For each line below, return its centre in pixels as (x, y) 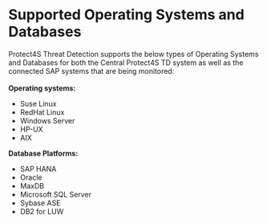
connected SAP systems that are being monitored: (91, 71)
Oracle (31, 177)
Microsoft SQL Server (56, 194)
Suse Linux (38, 103)
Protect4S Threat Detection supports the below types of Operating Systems (133, 54)
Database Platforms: (43, 153)
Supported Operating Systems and (126, 15)
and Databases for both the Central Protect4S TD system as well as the (126, 63)
